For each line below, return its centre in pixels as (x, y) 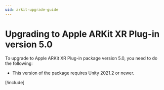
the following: (19, 63)
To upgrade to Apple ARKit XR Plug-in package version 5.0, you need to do (81, 58)
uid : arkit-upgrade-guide (32, 10)
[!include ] (15, 82)
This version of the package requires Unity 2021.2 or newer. (73, 73)
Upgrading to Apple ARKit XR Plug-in (82, 34)
